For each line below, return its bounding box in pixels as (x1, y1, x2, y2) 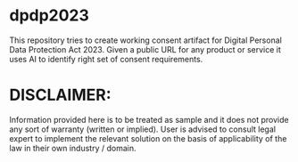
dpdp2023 (9, 5, 89, 26)
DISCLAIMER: (9, 85, 112, 105)
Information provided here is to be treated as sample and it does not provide (9, 114, 289, 125)
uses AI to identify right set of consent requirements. (9, 53, 203, 64)
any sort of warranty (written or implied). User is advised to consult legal (9, 124, 277, 134)
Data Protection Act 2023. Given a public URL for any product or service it (9, 44, 281, 54)
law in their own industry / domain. (9, 142, 137, 153)
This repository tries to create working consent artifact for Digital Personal (9, 35, 283, 45)
